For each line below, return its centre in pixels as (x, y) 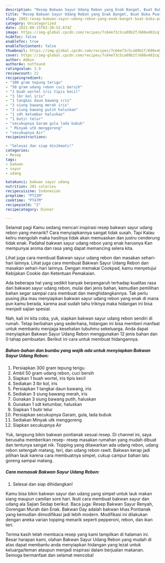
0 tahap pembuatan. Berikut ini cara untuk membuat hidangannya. (72, 339)
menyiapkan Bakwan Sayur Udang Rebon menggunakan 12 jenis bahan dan (82, 334)
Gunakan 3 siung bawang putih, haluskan (54, 399)
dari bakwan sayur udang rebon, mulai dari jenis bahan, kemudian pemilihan (82, 288)
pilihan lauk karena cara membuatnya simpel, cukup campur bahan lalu (77, 455)
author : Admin (20, 60)
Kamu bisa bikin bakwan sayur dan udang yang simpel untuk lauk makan (79, 494)
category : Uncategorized (31, 23)
